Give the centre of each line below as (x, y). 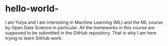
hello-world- (32, 9)
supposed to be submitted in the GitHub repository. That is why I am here (81, 33)
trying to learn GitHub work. (34, 38)
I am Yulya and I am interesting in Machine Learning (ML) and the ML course (84, 22)
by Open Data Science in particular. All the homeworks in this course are (80, 27)
